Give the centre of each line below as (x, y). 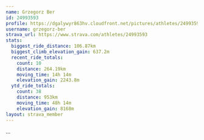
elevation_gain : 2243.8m (48, 80)
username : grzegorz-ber (36, 29)
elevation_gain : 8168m (45, 109)
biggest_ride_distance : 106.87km (54, 46)
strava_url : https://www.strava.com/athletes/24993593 (77, 35)
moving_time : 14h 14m (44, 75)
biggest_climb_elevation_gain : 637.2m (61, 52)
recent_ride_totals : (37, 57)
